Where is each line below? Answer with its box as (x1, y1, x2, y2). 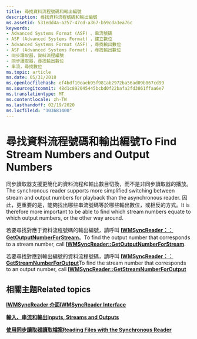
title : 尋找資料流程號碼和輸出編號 (6, 8, 82, 15)
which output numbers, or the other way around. (6, 214, 123, 221)
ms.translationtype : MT (6, 91, 65, 97)
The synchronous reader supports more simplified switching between (6, 187, 175, 194)
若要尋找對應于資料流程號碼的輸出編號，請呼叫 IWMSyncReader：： (6, 227, 173, 234)
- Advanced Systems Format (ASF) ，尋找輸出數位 (6, 42, 122, 48)
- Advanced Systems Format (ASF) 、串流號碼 (6, 31, 113, 37)
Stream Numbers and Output (6, 148, 150, 161)
